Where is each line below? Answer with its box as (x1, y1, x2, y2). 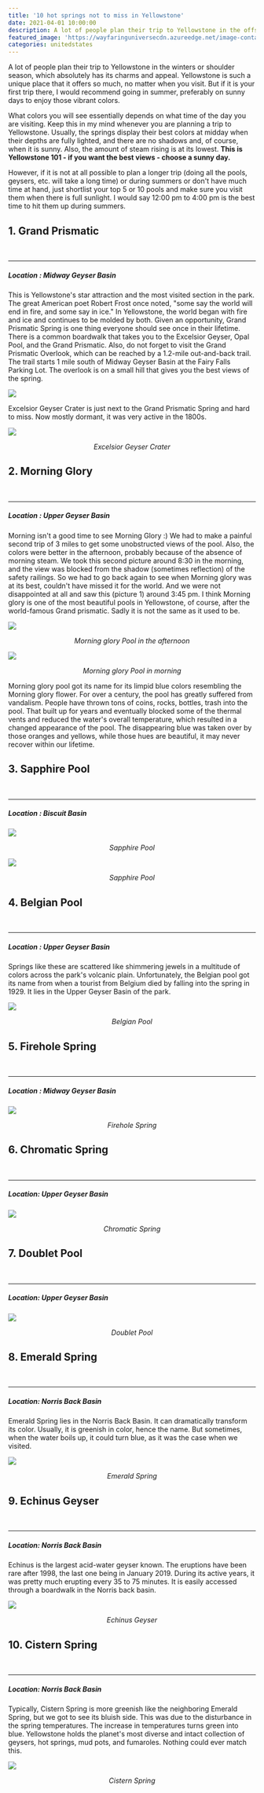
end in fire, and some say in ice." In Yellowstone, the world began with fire (8, 307, 247, 316)
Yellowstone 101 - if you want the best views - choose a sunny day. (8, 152, 231, 162)
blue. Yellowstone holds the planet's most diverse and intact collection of (8, 1729, 245, 1738)
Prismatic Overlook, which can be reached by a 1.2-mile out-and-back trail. (8, 348, 251, 358)
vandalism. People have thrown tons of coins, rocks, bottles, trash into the (8, 697, 248, 707)
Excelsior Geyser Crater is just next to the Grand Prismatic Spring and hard (8, 403, 250, 413)
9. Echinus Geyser (8, 1494, 100, 1508)
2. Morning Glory (8, 465, 93, 478)
